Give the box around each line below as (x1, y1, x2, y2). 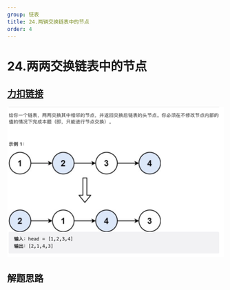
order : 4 (7, 25, 32, 32)
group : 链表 (7, 11, 39, 18)
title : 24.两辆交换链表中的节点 (7, 18, 90, 25)
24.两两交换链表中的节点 (7, 59, 147, 74)
